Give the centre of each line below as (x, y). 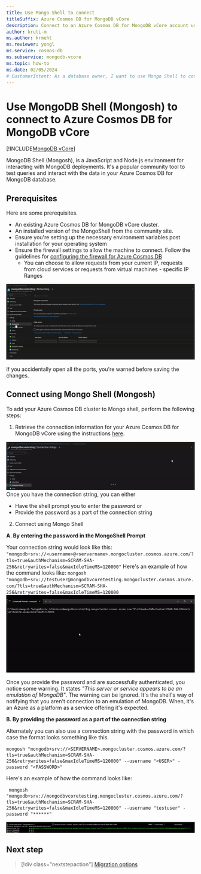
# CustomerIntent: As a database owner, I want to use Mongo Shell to (96, 76)
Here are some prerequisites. (42, 213)
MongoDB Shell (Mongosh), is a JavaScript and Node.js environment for (95, 160)
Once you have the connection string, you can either (71, 494)
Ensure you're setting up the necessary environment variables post (98, 237)
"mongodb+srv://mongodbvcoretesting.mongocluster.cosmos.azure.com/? (95, 796)
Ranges (33, 276)
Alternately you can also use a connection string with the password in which (100, 731)
